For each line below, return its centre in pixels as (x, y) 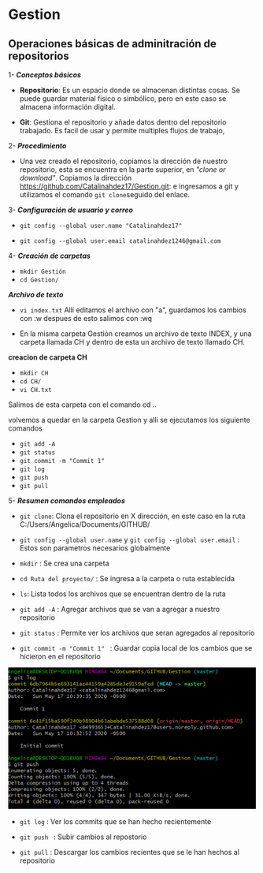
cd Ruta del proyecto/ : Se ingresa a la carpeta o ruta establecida (127, 578)
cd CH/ (30, 382)
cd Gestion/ (39, 280)
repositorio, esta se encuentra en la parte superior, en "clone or (122, 170)
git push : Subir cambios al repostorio (83, 837)
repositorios (39, 56)
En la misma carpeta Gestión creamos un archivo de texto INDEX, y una (135, 334)
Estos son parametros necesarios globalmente (95, 548)
